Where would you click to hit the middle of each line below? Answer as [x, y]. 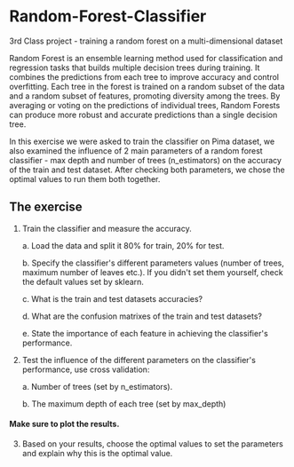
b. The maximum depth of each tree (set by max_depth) [124, 404]
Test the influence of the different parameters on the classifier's [139, 360]
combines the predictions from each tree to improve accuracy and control [144, 76]
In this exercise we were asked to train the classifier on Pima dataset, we [142, 141]
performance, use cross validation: [86, 369]
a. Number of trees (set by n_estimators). [97, 386]
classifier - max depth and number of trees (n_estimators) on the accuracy [146, 160]
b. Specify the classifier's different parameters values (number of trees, [153, 263]
